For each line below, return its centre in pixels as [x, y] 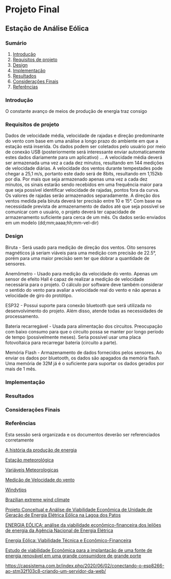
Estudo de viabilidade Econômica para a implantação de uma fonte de [79, 550]
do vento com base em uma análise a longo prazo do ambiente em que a [82, 141]
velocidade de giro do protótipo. [39, 295]
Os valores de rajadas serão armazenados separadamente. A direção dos [82, 195]
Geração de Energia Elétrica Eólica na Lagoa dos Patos [63, 515]
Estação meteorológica [30, 460]
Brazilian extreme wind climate [38, 500]
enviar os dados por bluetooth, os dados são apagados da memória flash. [83, 358]
